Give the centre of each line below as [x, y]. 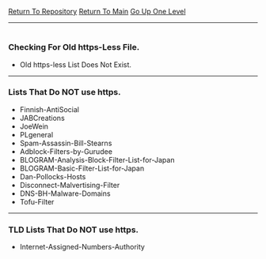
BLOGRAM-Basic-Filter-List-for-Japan [82, 168]
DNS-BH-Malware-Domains [65, 193]
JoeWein [34, 126]
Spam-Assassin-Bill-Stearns [66, 143]
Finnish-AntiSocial [49, 109]
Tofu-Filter [37, 201]
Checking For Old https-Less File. [74, 47]
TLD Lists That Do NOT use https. [74, 230]
